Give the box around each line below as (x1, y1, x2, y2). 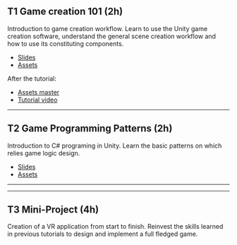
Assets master (17, 88, 60, 96)
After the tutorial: (7, 74, 56, 83)
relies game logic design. (7, 148, 80, 157)
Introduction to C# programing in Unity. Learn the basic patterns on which (7, 141, 222, 150)
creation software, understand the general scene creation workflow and (7, 32, 217, 40)
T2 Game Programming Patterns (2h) (7, 123, 173, 135)
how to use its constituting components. (7, 39, 124, 48)
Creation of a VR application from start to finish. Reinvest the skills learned (7, 222, 224, 231)
